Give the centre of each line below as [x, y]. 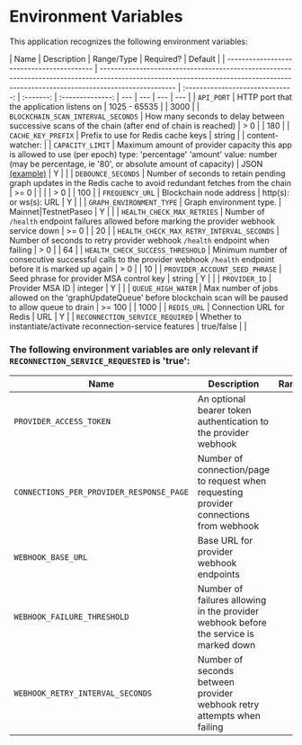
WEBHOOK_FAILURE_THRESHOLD [71, 617]
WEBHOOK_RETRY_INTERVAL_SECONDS [83, 693]
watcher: [26, 145]
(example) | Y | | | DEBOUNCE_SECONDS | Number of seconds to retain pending [147, 173]
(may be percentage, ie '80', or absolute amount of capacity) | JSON [136, 164]
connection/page [234, 470]
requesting [220, 492]
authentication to [233, 421]
